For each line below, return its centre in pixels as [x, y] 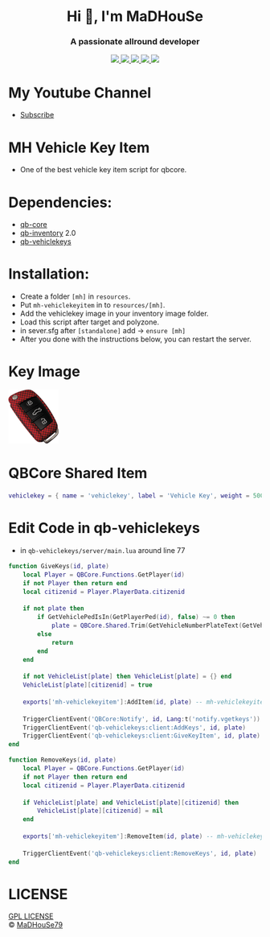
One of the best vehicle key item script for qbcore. [103, 170]
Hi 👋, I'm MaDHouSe [135, 17]
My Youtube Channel [80, 93]
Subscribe [37, 115]
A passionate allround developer [135, 42]
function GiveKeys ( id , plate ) [59, 566]
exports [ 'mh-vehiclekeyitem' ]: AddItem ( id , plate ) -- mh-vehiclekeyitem [145, 702]
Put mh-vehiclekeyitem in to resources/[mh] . [92, 305]
